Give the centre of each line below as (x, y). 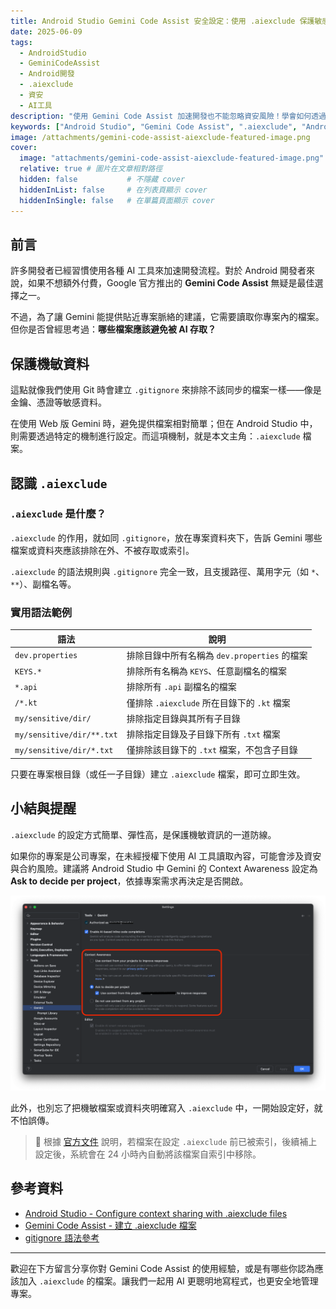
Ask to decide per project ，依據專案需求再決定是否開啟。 (129, 881)
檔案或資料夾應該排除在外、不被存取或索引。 (102, 550)
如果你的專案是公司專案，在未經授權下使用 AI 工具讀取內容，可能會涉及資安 (166, 856)
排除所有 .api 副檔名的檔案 (181, 687)
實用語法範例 (41, 612)
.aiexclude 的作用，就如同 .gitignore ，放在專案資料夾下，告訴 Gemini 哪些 (166, 537)
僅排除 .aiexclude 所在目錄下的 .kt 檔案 (208, 702)
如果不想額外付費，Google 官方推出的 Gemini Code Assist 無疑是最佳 (171, 283)
